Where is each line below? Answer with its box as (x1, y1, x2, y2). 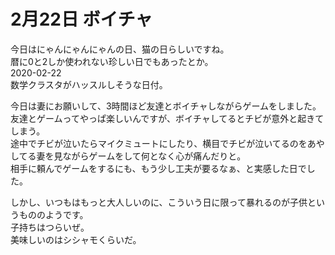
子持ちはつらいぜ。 (10, 221, 90, 233)
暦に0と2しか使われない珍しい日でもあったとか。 (10, 55, 214, 67)
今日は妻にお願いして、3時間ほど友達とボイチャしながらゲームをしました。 (10, 100, 322, 112)
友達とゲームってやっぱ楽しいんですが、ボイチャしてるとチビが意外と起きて (10, 112, 325, 124)
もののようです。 (18, 208, 89, 220)
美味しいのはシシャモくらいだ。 (10, 233, 142, 245)
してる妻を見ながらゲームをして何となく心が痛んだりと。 (10, 150, 247, 162)
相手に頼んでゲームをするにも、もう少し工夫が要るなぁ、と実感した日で (10, 162, 307, 174)
